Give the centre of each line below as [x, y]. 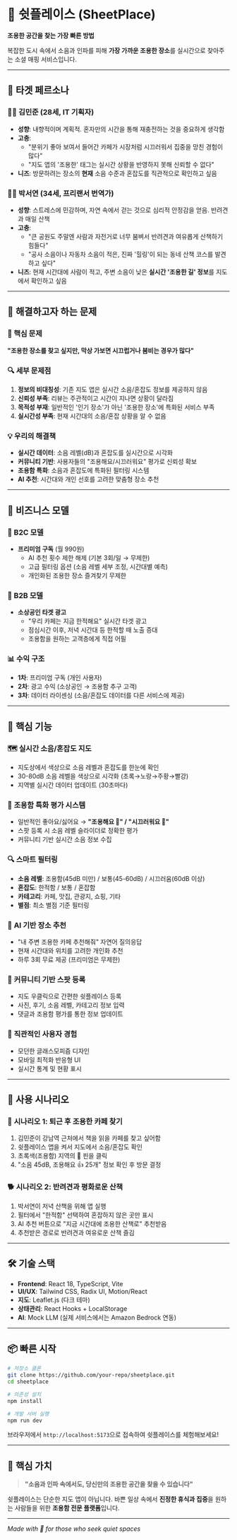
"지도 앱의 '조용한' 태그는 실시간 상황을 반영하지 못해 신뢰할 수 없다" [121, 164]
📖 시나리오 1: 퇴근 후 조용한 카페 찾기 [65, 1121]
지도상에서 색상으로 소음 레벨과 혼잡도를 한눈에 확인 [88, 767]
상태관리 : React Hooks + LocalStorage [72, 1309]
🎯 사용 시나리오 [38, 1100]
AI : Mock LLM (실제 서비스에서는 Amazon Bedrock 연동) [97, 1318]
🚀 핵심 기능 [30, 727]
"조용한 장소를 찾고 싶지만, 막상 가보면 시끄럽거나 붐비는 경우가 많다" [101, 350]
